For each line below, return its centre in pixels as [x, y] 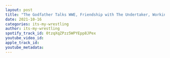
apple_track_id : [22, 43]
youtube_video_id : [25, 38]
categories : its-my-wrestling [37, 24]
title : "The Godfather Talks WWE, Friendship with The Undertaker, [78, 15]
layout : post [19, 10]
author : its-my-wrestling [32, 29]
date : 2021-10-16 [24, 19]
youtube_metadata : [25, 47]
